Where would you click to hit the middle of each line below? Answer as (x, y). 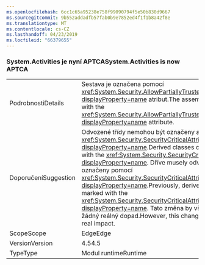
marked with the (105, 193)
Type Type (23, 253)
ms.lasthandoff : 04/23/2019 (42, 35)
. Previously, (164, 185)
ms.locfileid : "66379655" (39, 40)
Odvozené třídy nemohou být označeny (138, 132)
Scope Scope (28, 233)
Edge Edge (96, 233)
